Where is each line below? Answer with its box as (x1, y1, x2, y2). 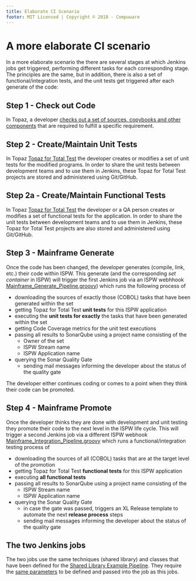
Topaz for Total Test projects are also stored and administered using (6, 225, 171, 232)
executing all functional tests (14, 473, 86, 481)
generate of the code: (6, 83, 59, 91)
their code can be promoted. (6, 386, 75, 393)
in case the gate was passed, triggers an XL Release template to (23, 505, 178, 512)
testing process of (6, 443, 50, 450)
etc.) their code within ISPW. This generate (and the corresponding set (6, 270, 176, 277)
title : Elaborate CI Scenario (6, 8, 80, 15)
